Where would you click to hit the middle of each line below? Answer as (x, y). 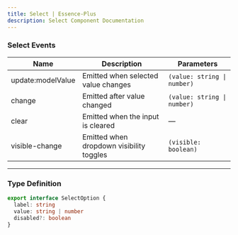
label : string (34, 204)
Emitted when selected (120, 75)
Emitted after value (114, 96)
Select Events (32, 45)
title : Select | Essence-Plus (52, 14)
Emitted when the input (121, 116)
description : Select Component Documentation (75, 21)
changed (97, 105)
